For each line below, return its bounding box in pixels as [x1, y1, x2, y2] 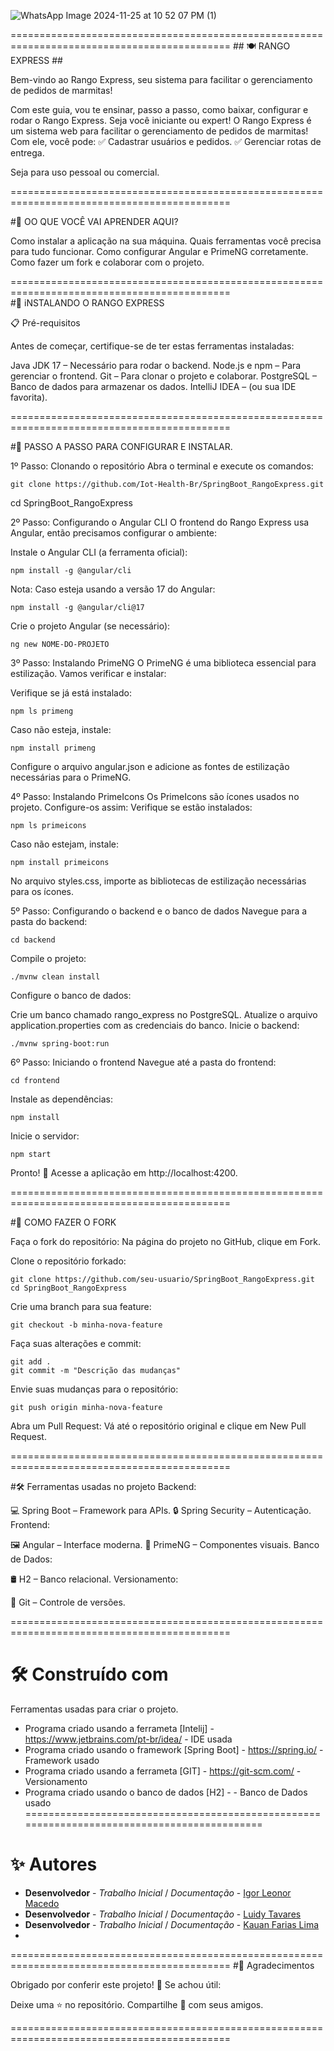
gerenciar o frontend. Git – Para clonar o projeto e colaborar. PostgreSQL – [10, 370, 317, 382]
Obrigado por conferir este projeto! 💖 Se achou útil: [10, 1978, 222, 1990]
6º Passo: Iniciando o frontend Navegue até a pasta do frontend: [10, 1056, 277, 1068]
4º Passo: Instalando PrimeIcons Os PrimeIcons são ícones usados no [10, 791, 300, 802]
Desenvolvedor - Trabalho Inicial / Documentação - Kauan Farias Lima [24, 1918, 320, 1930]
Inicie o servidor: [10, 1130, 80, 1142]
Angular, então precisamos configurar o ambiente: [10, 527, 218, 539]
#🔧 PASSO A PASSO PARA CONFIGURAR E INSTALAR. [10, 441, 233, 452]
